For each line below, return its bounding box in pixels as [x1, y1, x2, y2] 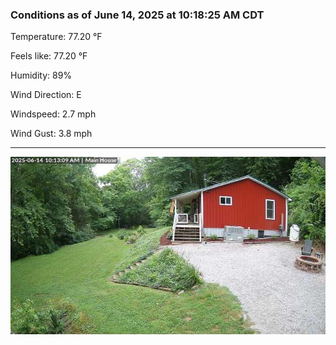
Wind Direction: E [10, 89, 82, 101]
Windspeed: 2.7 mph [10, 108, 97, 120]
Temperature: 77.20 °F [10, 31, 103, 43]
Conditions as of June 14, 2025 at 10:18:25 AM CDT [10, 8, 265, 22]
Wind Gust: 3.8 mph [10, 128, 93, 140]
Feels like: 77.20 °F [10, 50, 88, 62]
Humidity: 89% [10, 69, 73, 82]
